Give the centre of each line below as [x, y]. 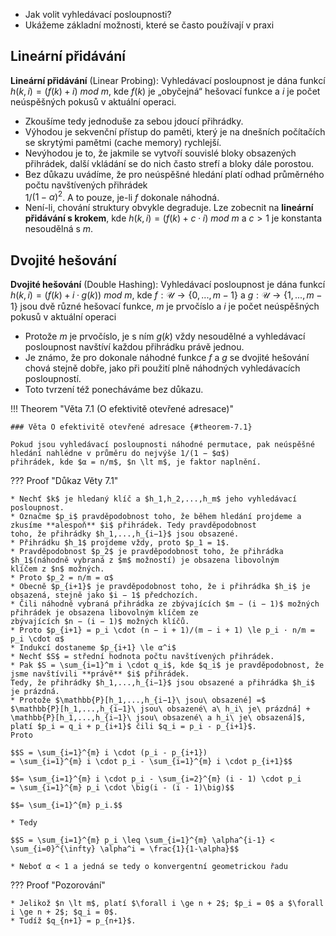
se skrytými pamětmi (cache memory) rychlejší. [123, 142]
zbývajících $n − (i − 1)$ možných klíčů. [100, 622]
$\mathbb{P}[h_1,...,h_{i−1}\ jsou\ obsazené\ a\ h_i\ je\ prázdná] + [160, 709]
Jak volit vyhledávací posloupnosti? [98, 14]
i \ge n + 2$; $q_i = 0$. [64, 912]
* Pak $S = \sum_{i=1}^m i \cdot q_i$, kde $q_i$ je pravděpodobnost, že [167, 665]
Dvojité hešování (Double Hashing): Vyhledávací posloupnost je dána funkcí [168, 285]
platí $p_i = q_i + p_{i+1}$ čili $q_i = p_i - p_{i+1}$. [133, 727]
